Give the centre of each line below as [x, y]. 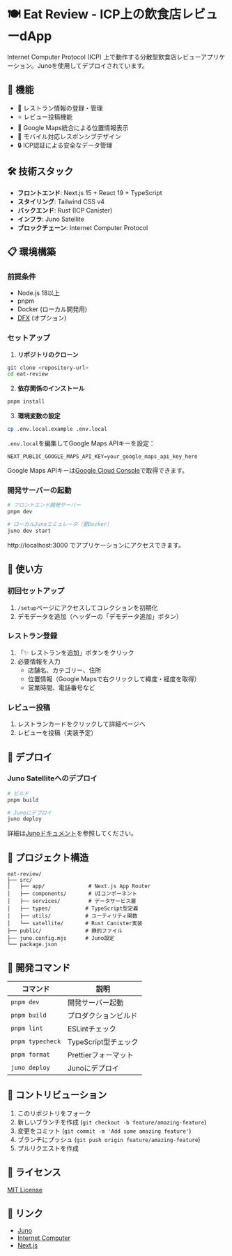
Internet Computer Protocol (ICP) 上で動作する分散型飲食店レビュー [104, 57]
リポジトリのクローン [48, 355]
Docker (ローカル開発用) [52, 309]
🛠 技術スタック [40, 172]
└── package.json [32, 945]
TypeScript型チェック [103, 1041]
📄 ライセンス [34, 1172]
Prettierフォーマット [100, 1055]
